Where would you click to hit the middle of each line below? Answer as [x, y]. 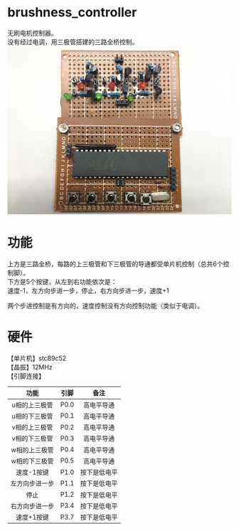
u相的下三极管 [32, 416]
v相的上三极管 [32, 427]
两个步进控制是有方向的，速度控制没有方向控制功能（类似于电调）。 [106, 305]
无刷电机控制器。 [32, 33]
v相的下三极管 [32, 438]
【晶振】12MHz [30, 367]
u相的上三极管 [32, 405]
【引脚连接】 [26, 376]
